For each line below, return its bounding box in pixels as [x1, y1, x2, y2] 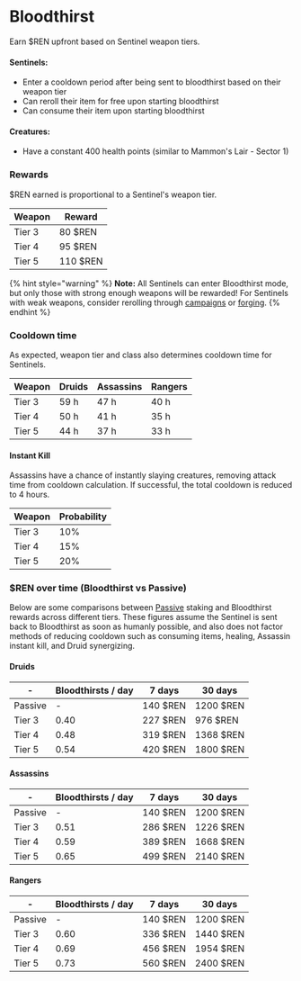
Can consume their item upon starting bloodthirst [22, 105, 205, 116]
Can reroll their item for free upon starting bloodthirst [22, 96, 219, 107]
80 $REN [58, 225, 97, 238]
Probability [58, 510, 108, 523]
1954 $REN [194, 942, 245, 955]
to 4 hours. [9, 489, 50, 500]
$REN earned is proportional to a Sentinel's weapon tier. [9, 189, 217, 200]
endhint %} [9, 306, 51, 317]
